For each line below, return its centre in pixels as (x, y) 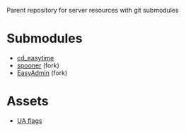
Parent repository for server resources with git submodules (93, 10)
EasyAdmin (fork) (42, 72)
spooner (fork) (38, 65)
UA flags (29, 120)
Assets (28, 101)
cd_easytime (35, 58)
